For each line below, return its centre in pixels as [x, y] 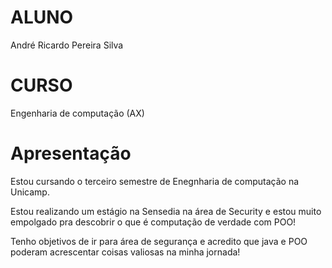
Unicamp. [30, 192]
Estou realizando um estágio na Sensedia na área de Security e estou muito [166, 211]
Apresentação [71, 153]
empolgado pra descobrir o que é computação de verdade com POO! [153, 222]
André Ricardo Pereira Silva [67, 45]
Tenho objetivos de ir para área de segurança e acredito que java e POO [159, 241]
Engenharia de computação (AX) [77, 113]
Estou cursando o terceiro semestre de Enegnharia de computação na [155, 181]
